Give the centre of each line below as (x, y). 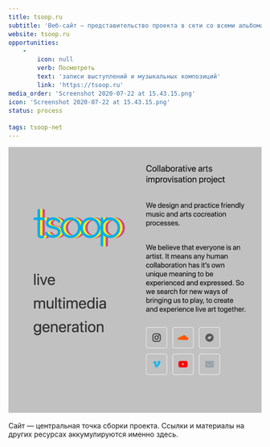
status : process (35, 110)
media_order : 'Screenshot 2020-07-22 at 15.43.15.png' (102, 93)
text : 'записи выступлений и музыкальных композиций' (129, 77)
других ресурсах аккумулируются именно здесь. (93, 434)
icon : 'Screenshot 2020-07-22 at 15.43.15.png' (90, 102)
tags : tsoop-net (35, 128)
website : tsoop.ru (39, 34)
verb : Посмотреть (66, 68)
